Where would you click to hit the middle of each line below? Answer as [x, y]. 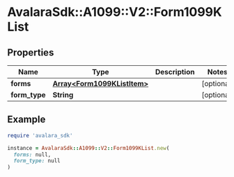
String [63, 95]
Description [175, 72]
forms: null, [32, 154]
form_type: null [37, 161]
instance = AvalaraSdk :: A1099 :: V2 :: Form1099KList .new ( [88, 148]
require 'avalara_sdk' [40, 135]
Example [26, 120]
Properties [31, 52]
